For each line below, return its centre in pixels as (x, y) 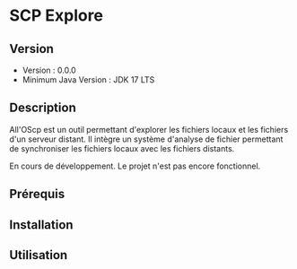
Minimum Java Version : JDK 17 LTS (88, 80)
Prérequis (37, 194)
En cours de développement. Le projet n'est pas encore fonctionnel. (135, 166)
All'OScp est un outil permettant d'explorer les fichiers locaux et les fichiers (149, 129)
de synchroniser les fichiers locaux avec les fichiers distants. (122, 148)
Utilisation (39, 255)
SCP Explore (56, 16)
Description (43, 108)
